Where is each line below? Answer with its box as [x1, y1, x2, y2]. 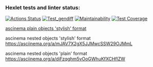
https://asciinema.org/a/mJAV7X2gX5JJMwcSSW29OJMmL [5, 41, 133, 47]
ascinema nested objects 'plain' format [5, 50, 88, 57]
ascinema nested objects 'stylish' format [5, 35, 91, 42]
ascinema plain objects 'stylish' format [5, 25, 87, 31]
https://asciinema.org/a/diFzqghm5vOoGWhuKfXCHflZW [5, 56, 125, 62]
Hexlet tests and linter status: [5, 4, 80, 11]
